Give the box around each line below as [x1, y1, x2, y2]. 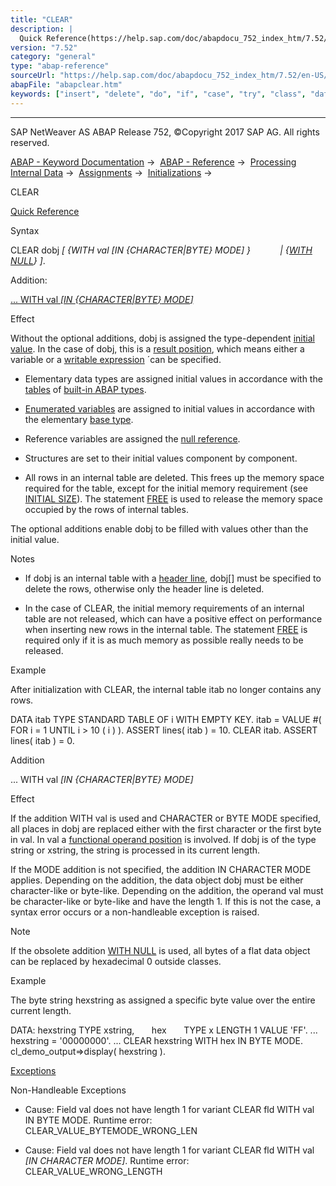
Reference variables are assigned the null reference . [24, 432, 241, 445]
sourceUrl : [10, 71, 56, 81]
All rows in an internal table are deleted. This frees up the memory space [24, 471, 325, 483]
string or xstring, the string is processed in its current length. [10, 844, 261, 856]
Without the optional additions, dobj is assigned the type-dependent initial [10, 332, 315, 344]
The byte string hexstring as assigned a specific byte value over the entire [10, 994, 316, 1006]
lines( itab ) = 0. [10, 734, 75, 746]
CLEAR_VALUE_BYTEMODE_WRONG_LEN [24, 1124, 198, 1136]
